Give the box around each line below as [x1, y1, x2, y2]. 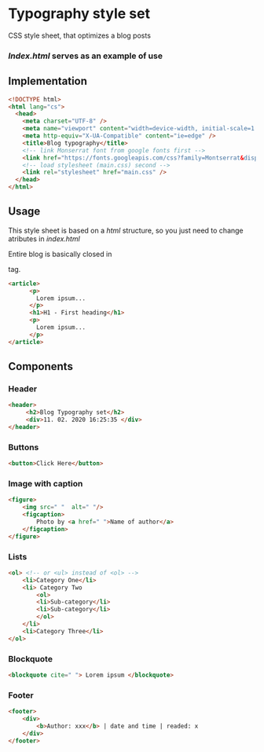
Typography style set [8, 5, 151, 23]
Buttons [8, 442, 39, 453]
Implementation [8, 75, 88, 88]
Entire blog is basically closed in [8, 249, 112, 259]
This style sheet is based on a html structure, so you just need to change [8, 226, 244, 235]
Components [8, 360, 73, 373]
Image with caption [8, 479, 83, 490]
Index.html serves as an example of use [8, 50, 163, 61]
